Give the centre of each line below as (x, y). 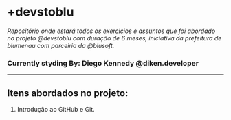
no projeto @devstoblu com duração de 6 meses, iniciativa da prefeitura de (114, 38)
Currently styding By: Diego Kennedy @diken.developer (103, 63)
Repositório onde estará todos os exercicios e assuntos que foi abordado (111, 31)
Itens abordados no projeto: (68, 93)
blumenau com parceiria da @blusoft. (61, 45)
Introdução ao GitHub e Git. (56, 110)
